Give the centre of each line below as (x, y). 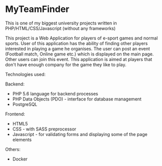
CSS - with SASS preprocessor (44, 129)
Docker (20, 159)
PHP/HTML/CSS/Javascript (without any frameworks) (60, 28)
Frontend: (15, 114)
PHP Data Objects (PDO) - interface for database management (77, 99)
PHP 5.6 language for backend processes (55, 93)
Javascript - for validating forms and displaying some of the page (80, 134)
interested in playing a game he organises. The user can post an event (77, 48)
